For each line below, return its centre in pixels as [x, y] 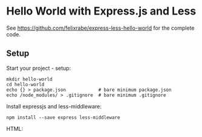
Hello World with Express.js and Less [101, 11]
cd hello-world [25, 84]
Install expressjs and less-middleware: [54, 106]
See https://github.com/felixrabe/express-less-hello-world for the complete [100, 28]
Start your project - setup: [39, 68]
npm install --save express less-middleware [63, 117]
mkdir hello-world [29, 79]
